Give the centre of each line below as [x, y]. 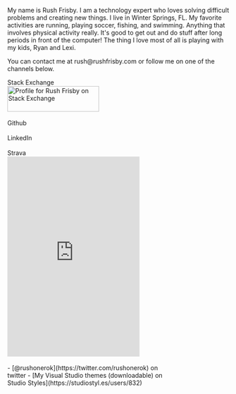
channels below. [31, 69]
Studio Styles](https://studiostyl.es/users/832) [75, 383]
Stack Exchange [31, 82]
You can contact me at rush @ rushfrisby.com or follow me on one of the [111, 61]
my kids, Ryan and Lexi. [42, 48]
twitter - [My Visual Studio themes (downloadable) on [85, 375]
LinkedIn [20, 138]
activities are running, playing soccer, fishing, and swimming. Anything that [116, 25]
